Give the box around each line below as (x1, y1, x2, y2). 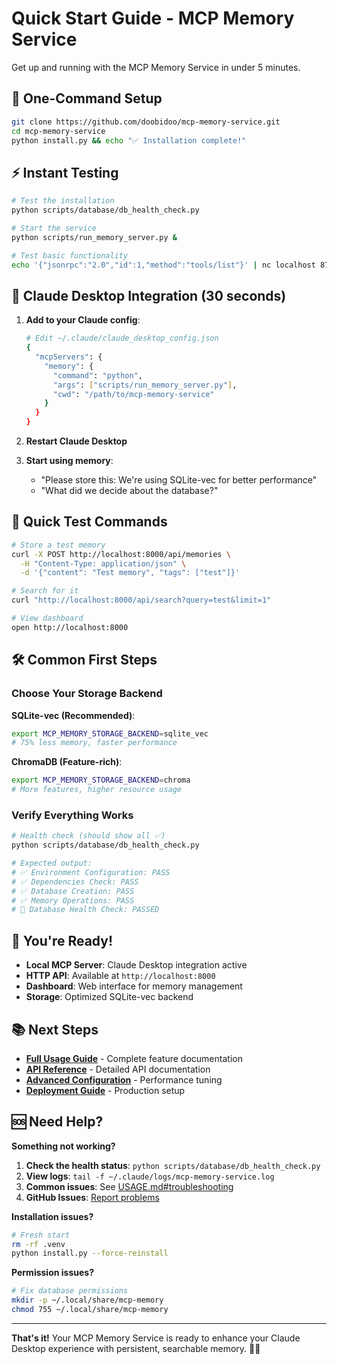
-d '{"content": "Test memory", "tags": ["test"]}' (20, 568, 241, 578)
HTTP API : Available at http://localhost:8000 (25, 970, 216, 982)
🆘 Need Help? (11, 1113, 104, 1131)
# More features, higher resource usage (11, 785, 183, 795)
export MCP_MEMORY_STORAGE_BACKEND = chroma (11, 775, 191, 786)
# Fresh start (11, 1230, 71, 1240)
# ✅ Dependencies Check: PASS (11, 877, 139, 887)
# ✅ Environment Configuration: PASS (11, 867, 171, 877)
